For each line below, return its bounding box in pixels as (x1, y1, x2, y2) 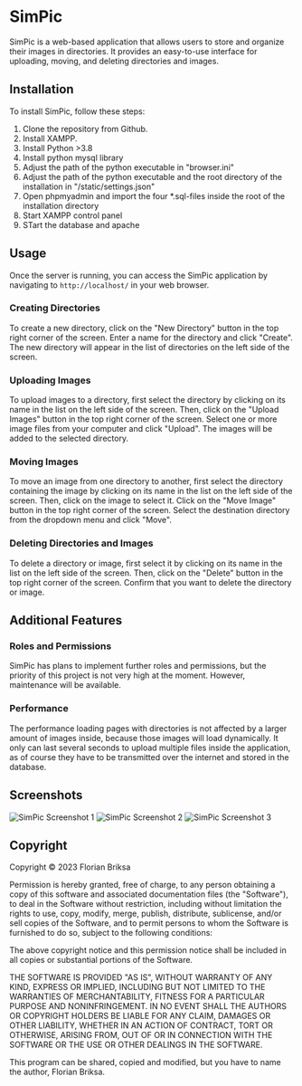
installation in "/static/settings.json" (22, 181, 156, 192)
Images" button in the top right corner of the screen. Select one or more (9, 414, 278, 424)
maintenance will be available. (9, 680, 122, 691)
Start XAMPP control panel (22, 210, 123, 221)
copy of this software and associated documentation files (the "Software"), (9, 889, 289, 900)
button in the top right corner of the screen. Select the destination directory (9, 505, 290, 516)
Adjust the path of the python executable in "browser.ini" (22, 161, 235, 173)
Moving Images (9, 455, 79, 468)
